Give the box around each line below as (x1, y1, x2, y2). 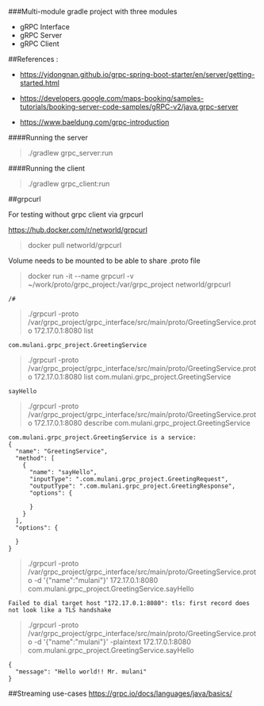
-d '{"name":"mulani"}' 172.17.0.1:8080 (34, 576, 159, 584)
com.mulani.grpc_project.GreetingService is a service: (8, 434, 197, 442)
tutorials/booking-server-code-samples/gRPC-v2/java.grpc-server (19, 102, 239, 111)
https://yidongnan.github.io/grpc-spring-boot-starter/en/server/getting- (19, 70, 255, 79)
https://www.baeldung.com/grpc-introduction (19, 118, 170, 126)
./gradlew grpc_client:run (27, 179, 110, 188)
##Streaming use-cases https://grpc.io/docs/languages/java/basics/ (8, 689, 232, 698)
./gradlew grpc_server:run (27, 149, 113, 157)
